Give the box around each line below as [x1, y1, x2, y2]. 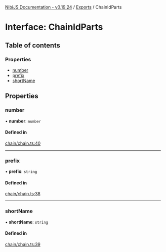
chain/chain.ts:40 [5, 140, 41, 146]
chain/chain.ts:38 [5, 191, 41, 197]
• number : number [5, 118, 41, 124]
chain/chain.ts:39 [5, 241, 41, 247]
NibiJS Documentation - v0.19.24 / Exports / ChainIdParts [5, 4, 122, 10]
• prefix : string [5, 168, 37, 174]
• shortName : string [5, 219, 48, 225]
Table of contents [5, 41, 60, 49]
